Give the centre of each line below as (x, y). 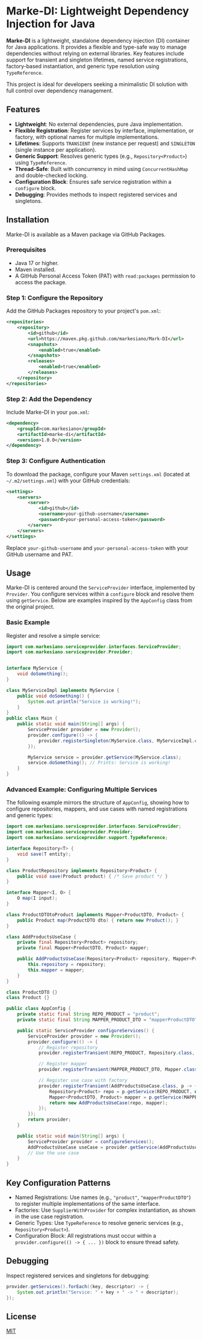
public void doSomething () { (54, 696)
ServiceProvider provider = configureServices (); (91, 1142)
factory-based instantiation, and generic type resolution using (83, 66)
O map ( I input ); (38, 899)
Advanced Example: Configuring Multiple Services (82, 790)
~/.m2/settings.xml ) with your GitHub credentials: (68, 481)
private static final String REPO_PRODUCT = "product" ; (89, 1014)
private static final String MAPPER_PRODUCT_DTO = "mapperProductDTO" (107, 1020)
